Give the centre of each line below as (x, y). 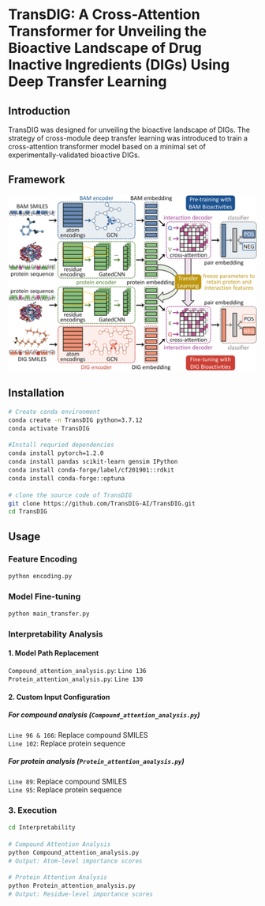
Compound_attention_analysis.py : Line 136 (78, 671)
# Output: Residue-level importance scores (81, 894)
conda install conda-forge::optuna (67, 478)
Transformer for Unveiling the (108, 31)
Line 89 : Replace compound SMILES (68, 781)
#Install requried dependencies (61, 445)
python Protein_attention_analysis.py (72, 886)
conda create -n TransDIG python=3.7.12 (76, 420)
